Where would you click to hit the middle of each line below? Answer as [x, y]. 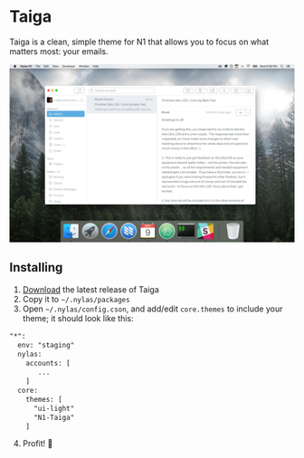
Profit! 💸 [38, 443]
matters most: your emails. [59, 51]
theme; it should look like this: [78, 318]
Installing [36, 267]
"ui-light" [54, 408]
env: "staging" [46, 345]
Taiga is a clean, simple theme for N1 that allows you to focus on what [139, 42]
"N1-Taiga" [54, 417]
